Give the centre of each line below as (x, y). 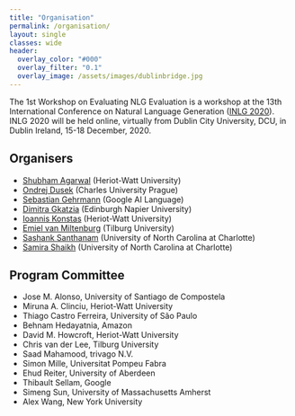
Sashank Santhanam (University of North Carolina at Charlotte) (139, 237)
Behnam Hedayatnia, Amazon (77, 325)
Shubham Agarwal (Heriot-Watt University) (102, 180)
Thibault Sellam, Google (67, 383)
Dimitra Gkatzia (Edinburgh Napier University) (107, 208)
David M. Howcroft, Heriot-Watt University (100, 335)
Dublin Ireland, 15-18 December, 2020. (80, 130)
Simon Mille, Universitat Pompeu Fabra (94, 364)
